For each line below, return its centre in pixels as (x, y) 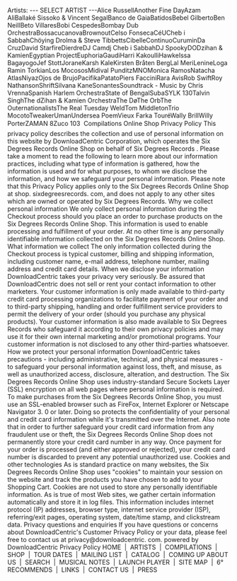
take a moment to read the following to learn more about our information (112, 156)
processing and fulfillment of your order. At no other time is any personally (116, 231)
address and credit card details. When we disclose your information (106, 269)
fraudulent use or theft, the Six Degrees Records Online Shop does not (110, 434)
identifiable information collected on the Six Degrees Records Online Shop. (116, 239)
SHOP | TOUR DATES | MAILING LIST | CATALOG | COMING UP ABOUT (118, 554)
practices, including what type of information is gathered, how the (104, 163)
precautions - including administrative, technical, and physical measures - (115, 359)
